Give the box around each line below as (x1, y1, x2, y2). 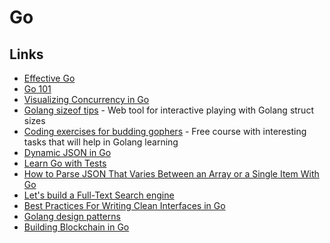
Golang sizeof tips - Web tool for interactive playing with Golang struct (23, 104, 314, 116)
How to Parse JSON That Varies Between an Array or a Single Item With (23, 168, 320, 180)
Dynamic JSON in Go (23, 147, 112, 158)
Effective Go (23, 72, 76, 84)
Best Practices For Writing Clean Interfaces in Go (23, 200, 226, 211)
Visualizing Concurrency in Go (23, 94, 150, 105)
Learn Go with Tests (23, 157, 107, 169)
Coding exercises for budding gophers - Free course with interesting (23, 126, 307, 137)
